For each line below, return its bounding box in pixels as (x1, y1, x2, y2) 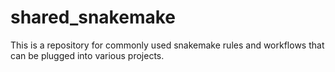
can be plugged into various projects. (10, 49, 165, 61)
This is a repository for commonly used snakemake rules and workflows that (10, 39, 325, 51)
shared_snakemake (10, 6, 177, 29)
